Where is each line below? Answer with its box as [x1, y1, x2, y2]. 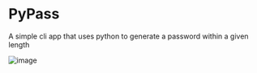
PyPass [8, 5, 60, 23]
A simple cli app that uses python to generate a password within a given [8, 31, 249, 41]
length [8, 39, 30, 49]
